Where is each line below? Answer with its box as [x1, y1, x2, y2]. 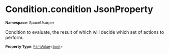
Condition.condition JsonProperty [5, 4, 154, 15]
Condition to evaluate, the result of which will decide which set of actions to [5, 29, 164, 35]
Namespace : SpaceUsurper [5, 20, 54, 25]
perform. [5, 34, 24, 40]
